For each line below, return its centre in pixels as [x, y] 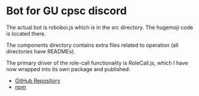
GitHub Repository [38, 81]
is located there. [26, 33]
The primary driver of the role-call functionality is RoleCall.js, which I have [97, 63]
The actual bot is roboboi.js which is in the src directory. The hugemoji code [99, 27]
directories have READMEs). [41, 51]
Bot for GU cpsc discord [67, 11]
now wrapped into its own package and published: [68, 69]
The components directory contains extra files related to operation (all [92, 45]
